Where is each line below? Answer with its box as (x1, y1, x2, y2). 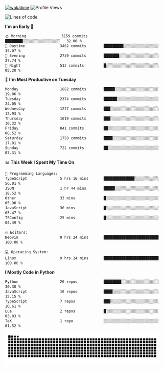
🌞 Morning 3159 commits (5, 34, 88, 39)
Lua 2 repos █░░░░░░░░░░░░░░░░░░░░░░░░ (5, 309, 159, 314)
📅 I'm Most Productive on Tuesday (5, 76, 77, 82)
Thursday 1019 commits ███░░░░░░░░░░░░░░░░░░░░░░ (5, 116, 159, 121)
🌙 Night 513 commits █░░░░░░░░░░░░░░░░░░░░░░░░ (5, 63, 159, 68)
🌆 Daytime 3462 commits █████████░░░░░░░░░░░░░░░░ (5, 44, 159, 49)
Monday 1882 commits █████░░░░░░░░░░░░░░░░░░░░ (5, 87, 159, 92)
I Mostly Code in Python (5, 270, 55, 275)
